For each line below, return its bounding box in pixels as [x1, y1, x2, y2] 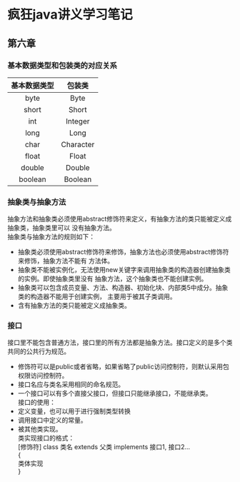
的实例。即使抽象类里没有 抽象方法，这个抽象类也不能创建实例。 [17, 274, 208, 283]
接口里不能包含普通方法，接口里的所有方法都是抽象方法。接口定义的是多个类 [7, 338, 233, 347]
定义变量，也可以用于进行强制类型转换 [17, 407, 131, 416]
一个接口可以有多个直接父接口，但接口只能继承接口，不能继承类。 [17, 389, 212, 398]
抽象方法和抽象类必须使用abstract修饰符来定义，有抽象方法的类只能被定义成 [7, 215, 232, 224]
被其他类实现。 [17, 425, 62, 433]
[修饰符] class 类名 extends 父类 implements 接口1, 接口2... [17, 443, 191, 451]
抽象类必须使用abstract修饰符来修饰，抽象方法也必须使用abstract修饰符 [17, 248, 230, 256]
